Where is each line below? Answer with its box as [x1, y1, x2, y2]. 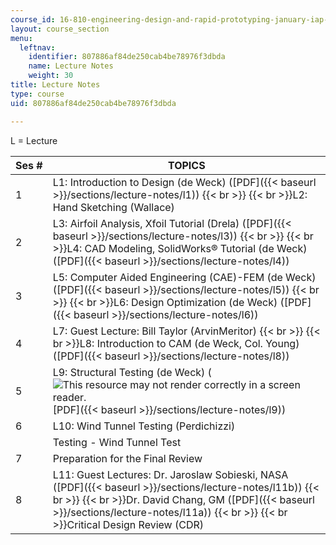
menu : [10, 33, 33, 43]
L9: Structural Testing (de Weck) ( [52, 365, 212, 379]
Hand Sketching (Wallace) [52, 200, 175, 214]
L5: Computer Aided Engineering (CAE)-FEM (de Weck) [52, 270, 317, 284]
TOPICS [167, 158, 206, 172]
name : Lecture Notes [28, 61, 114, 71]
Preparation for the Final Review [52, 451, 203, 465]
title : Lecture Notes [10, 80, 101, 90]
